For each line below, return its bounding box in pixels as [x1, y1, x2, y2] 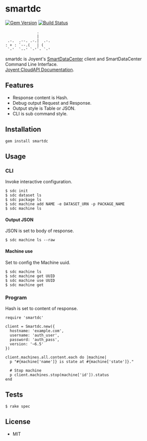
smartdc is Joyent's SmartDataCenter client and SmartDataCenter [5, 56, 142, 62]
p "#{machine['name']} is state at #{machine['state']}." [10, 359, 134, 364]
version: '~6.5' [10, 341, 44, 346]
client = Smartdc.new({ [5, 324, 55, 329]
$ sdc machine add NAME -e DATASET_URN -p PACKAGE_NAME [5, 202, 125, 207]
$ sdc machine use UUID [5, 278, 55, 283]
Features [5, 81, 34, 90]
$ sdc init [5, 188, 28, 194]
